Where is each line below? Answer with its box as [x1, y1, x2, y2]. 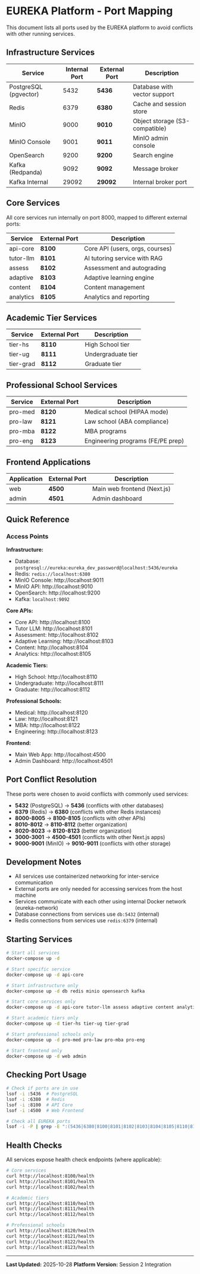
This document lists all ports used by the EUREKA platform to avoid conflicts [6, 24, 193, 31]
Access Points [6, 533, 49, 541]
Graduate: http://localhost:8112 [14, 685, 90, 693]
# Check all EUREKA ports [6, 1118, 70, 1124]
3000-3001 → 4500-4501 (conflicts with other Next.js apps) [14, 833, 165, 840]
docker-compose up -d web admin [6, 1053, 86, 1059]
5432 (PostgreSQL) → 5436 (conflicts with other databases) [14, 802, 164, 809]
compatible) [133, 124, 167, 132]
